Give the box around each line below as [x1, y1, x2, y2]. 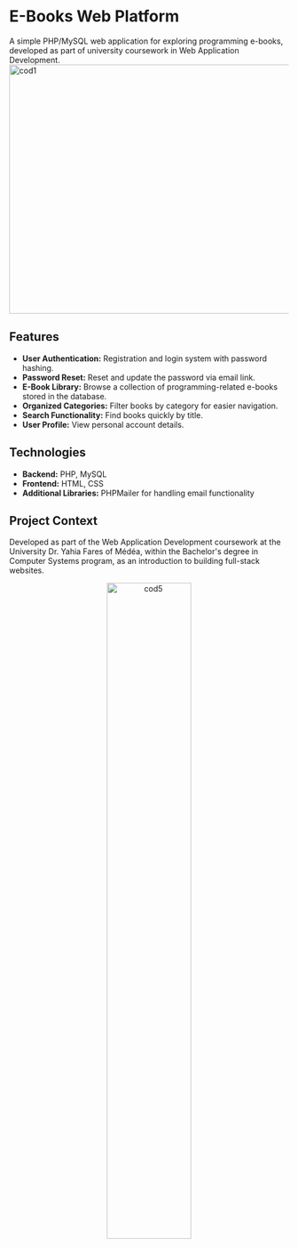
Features [9, 329, 59, 344]
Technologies [9, 445, 87, 460]
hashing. [21, 362, 54, 373]
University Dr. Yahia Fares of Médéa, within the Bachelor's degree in [9, 546, 259, 557]
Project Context [9, 513, 98, 528]
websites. [9, 565, 44, 576]
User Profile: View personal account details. [21, 419, 184, 430]
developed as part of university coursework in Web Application [9, 44, 239, 55]
